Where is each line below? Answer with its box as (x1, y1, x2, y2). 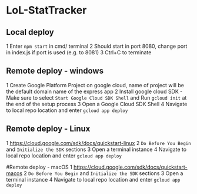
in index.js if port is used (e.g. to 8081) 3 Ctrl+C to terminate (6, 49, 152, 56)
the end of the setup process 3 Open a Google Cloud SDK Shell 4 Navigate (6, 100, 188, 107)
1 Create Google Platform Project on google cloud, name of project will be (6, 81, 184, 88)
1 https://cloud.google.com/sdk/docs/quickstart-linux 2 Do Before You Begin (6, 139, 191, 146)
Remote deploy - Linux (6, 124, 91, 134)
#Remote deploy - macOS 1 (6, 163, 72, 170)
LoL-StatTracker (6, 4, 87, 17)
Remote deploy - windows (6, 66, 104, 76)
